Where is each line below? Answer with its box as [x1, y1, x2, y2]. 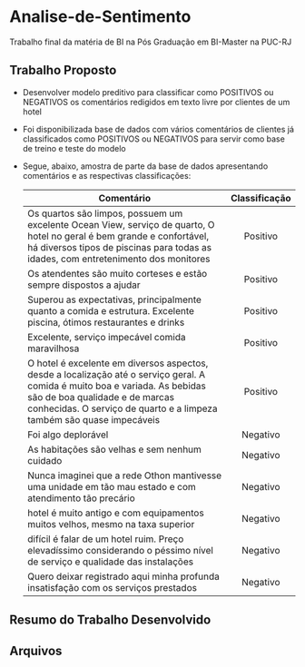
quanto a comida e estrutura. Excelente [26, 304, 195, 317]
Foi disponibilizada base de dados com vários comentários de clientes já [22, 123, 295, 134]
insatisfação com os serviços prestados [26, 581, 198, 593]
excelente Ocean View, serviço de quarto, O [26, 218, 215, 231]
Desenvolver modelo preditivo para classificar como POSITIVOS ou [22, 86, 274, 97]
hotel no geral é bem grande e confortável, [26, 230, 210, 242]
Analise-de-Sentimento [9, 6, 192, 27]
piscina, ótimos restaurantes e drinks [26, 316, 185, 329]
